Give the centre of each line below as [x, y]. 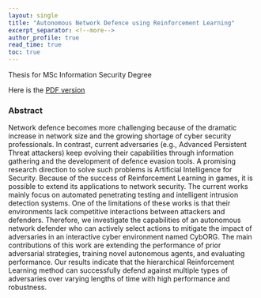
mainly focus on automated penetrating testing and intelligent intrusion [123, 195]
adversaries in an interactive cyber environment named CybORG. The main [130, 237]
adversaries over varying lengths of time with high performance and [119, 279]
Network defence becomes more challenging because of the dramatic [123, 128]
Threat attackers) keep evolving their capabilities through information [121, 153]
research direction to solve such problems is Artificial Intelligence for [120, 170]
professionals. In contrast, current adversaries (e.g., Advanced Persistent [128, 145]
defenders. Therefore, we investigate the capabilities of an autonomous [125, 220]
